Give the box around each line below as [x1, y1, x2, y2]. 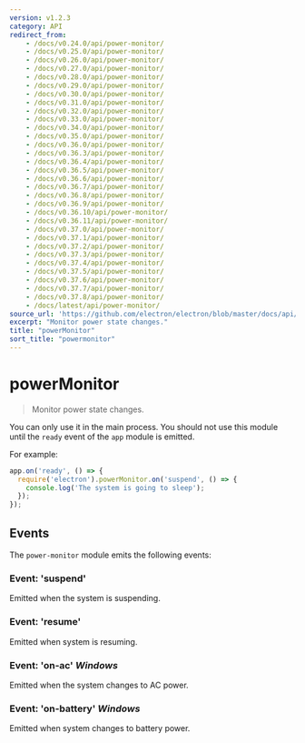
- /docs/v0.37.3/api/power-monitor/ [25, 250, 165, 259]
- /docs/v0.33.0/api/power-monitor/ [25, 115, 165, 124]
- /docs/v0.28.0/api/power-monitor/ [25, 73, 165, 82]
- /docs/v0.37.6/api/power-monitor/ [25, 276, 165, 285]
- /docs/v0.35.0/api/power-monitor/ [25, 132, 165, 141]
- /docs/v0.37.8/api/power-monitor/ [25, 292, 165, 301]
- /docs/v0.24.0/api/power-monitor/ [25, 38, 165, 48]
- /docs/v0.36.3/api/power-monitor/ [25, 148, 165, 157]
